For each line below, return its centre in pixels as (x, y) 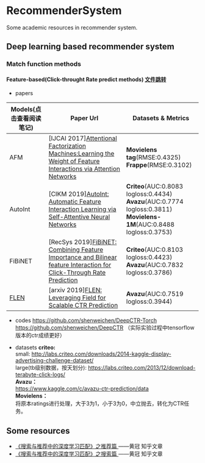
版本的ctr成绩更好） (40, 336)
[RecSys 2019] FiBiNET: (83, 242)
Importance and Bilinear (83, 257)
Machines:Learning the (81, 154)
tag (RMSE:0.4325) (153, 157)
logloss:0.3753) (149, 232)
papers (24, 93)
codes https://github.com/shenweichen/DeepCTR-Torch (86, 320)
